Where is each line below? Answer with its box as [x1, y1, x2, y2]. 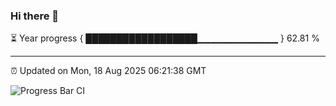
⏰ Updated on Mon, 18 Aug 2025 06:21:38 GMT [10, 65, 207, 77]
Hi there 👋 [10, 9, 60, 23]
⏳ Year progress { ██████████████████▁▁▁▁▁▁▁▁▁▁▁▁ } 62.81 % [10, 32, 320, 44]
